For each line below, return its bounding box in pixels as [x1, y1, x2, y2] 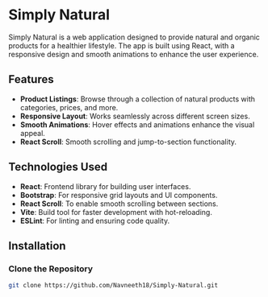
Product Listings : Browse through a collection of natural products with [19, 94, 256, 104]
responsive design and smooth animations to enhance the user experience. [8, 49, 259, 59]
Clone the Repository [8, 263, 94, 274]
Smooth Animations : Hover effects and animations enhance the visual [19, 119, 255, 130]
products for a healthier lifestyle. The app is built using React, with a [8, 40, 236, 50]
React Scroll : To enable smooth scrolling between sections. [19, 199, 219, 208]
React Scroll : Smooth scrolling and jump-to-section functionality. [19, 137, 237, 146]
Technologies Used [8, 160, 107, 174]
